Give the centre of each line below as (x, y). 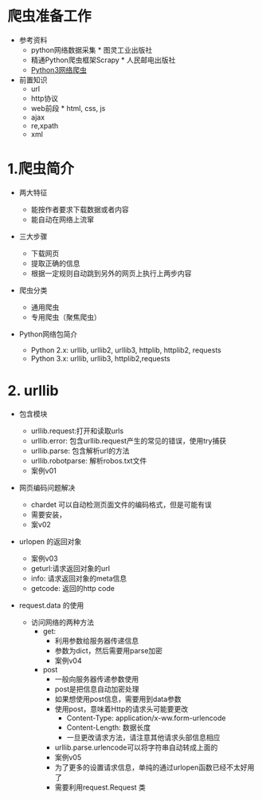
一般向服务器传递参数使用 (97, 679)
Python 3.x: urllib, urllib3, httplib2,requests (100, 358)
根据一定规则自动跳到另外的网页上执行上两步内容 (111, 273)
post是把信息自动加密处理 (97, 689)
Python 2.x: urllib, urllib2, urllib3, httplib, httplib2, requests (126, 350)
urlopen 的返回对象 (50, 541)
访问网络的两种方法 (63, 622)
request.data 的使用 (51, 605)
